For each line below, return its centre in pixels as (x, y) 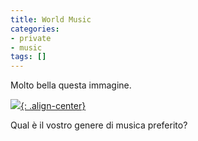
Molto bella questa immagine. (71, 85)
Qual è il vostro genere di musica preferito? (99, 125)
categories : (35, 29)
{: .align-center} (53, 106)
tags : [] (28, 57)
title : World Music (51, 19)
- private (31, 38)
